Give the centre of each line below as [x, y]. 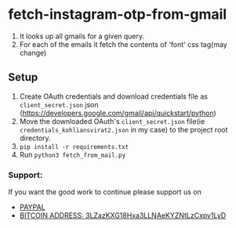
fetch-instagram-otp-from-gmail [118, 14]
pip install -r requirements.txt [74, 147]
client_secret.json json [59, 104]
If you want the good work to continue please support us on [105, 192]
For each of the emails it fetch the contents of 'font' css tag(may [123, 44]
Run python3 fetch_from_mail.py [73, 154]
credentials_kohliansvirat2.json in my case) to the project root [123, 129]
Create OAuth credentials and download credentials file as [113, 96]
